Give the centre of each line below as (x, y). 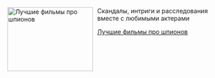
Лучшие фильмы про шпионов (143, 32)
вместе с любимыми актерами (143, 18)
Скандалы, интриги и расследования (153, 11)
